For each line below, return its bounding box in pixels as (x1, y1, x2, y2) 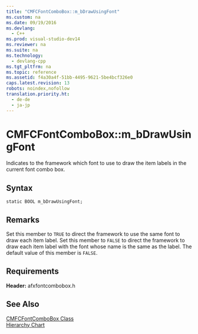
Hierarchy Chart (6, 321, 45, 328)
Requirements (6, 267, 59, 277)
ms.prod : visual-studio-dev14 (6, 36, 81, 42)
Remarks (6, 215, 40, 225)
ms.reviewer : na (6, 42, 46, 48)
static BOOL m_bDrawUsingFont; (6, 199, 83, 205)
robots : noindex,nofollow (6, 86, 70, 92)
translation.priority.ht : (6, 91, 70, 97)
